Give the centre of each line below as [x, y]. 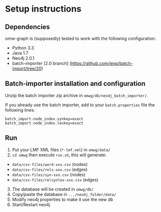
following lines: [20, 110]
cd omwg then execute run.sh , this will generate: [59, 155]
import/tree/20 [27, 68]
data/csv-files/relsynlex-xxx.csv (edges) [55, 179]
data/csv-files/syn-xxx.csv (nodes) [49, 174]
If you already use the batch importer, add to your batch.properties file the [80, 105]
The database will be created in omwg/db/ [53, 189]
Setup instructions [43, 9]
